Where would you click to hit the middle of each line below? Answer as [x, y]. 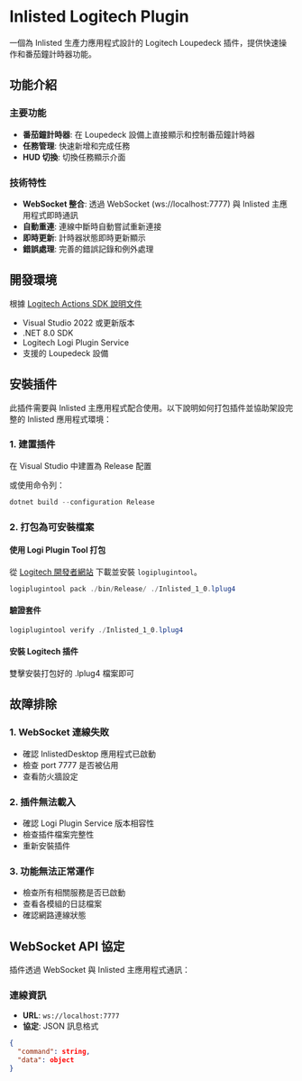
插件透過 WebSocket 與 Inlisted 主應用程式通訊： [100, 970]
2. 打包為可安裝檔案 [52, 527]
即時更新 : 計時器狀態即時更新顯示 [84, 237]
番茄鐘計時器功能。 [60, 54]
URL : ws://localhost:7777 [71, 1015]
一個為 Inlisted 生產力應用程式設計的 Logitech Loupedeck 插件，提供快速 [144, 42]
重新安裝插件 [46, 846]
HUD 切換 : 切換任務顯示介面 [74, 157]
